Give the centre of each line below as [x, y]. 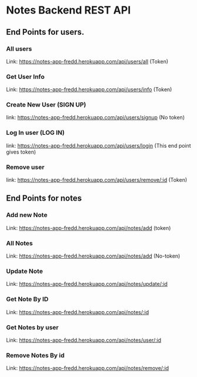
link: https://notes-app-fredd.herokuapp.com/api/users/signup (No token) [96, 118]
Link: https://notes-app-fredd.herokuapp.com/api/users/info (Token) [89, 89]
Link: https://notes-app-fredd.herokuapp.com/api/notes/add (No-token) [93, 256]
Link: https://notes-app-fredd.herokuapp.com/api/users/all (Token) [87, 61]
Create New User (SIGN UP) [46, 105]
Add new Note [27, 215]
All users [19, 49]
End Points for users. [45, 32]
